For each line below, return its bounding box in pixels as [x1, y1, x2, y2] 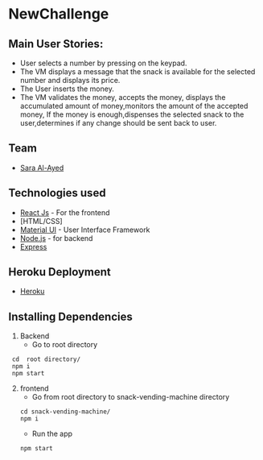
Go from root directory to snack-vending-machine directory [31, 392, 230, 402]
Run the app [31, 429, 73, 439]
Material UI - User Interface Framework [19, 225, 150, 234]
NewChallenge [8, 5, 109, 23]
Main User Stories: [8, 37, 104, 51]
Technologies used [8, 186, 106, 200]
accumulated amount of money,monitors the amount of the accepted [19, 102, 249, 110]
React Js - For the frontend [19, 207, 110, 218]
